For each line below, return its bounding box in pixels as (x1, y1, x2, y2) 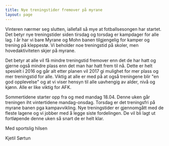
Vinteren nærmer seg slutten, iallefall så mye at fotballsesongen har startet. (5, 26, 161, 32)
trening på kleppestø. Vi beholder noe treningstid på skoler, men (5, 42, 139, 48)
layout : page (5, 12, 33, 17)
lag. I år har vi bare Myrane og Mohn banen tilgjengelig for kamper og (5, 36, 150, 43)
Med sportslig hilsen (5, 125, 48, 131)
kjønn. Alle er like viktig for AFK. (5, 84, 72, 90)
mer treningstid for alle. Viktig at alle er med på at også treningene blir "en (5, 73, 159, 79)
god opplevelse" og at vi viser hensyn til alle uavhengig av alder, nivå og (5, 79, 155, 85)
